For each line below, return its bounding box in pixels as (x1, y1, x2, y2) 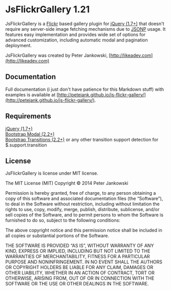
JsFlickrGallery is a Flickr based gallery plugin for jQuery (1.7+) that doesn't (5, 20, 165, 27)
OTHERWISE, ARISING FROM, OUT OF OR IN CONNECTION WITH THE (5, 275, 155, 281)
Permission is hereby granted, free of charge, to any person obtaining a (5, 190, 156, 196)
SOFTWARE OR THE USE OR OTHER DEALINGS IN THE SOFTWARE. (5, 281, 149, 287)
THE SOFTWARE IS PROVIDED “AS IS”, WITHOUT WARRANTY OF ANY (5, 242, 154, 249)
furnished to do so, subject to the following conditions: (5, 217, 120, 223)
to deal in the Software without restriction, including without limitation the (5, 201, 160, 207)
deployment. (5, 42, 32, 48)
